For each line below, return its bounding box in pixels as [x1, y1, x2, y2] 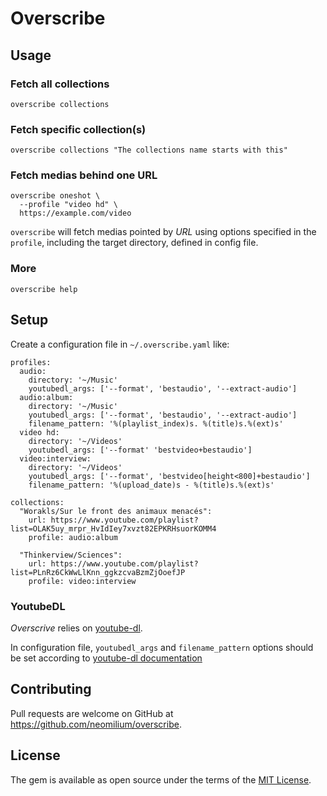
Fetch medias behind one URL [10, 168, 158, 182]
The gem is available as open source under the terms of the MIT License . [10, 773, 312, 786]
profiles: [10, 357, 52, 367]
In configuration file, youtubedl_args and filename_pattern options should [10, 641, 314, 653]
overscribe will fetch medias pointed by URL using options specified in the [10, 226, 317, 238]
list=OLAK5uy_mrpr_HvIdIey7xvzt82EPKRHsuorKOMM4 [10, 523, 217, 534]
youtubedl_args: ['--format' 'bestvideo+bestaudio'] [28, 445, 253, 455]
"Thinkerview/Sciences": [19, 550, 123, 560]
